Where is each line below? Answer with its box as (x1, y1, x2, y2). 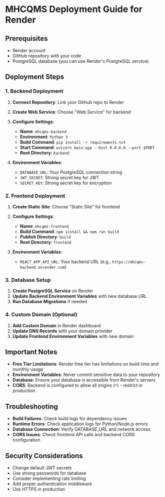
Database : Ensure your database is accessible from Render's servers (12, 377, 156, 383)
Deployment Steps (5, 73, 64, 81)
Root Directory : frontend (19, 239, 71, 245)
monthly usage (12, 366, 43, 372)
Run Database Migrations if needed (12, 299, 87, 305)
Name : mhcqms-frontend (19, 223, 69, 229)
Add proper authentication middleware (12, 481, 92, 487)
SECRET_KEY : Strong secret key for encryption (19, 180, 112, 186)
